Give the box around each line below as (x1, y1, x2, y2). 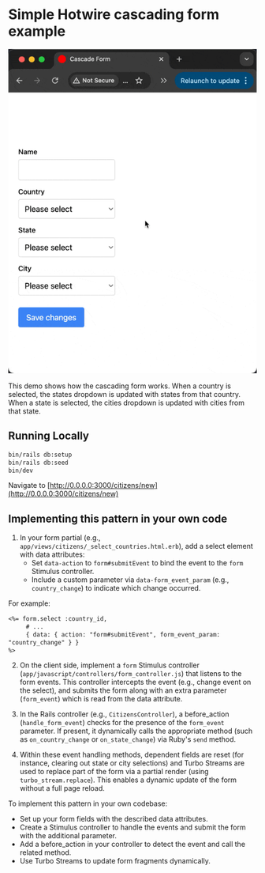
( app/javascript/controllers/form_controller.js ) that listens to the (19, 669, 242, 678)
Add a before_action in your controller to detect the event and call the (19, 840, 246, 849)
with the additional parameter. (19, 831, 117, 841)
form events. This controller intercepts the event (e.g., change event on (19, 678, 252, 687)
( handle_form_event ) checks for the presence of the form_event (19, 718, 225, 727)
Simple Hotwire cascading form (8, 6, 219, 24)
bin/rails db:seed (8, 459, 69, 467)
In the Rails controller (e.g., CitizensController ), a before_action (19, 709, 230, 719)
